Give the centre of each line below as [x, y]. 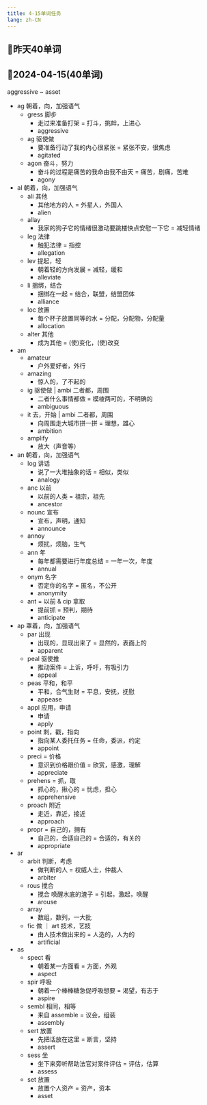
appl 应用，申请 [49, 707]
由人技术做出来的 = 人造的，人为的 [86, 934]
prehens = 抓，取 [52, 780]
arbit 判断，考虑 [50, 861]
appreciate [53, 772]
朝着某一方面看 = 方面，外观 [77, 966]
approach [51, 821]
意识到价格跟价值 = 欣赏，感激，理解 [89, 765]
